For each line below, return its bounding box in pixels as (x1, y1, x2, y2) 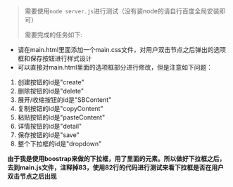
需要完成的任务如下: (24, 31, 82, 39)
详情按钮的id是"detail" (17, 122, 82, 130)
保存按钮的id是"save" (17, 131, 80, 139)
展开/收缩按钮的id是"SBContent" (17, 96, 112, 104)
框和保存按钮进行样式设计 (17, 54, 92, 63)
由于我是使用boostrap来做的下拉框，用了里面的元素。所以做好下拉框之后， (7, 155, 226, 162)
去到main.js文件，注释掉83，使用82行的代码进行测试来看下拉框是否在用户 (7, 163, 224, 172)
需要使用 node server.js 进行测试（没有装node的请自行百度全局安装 (24, 7, 220, 15)
